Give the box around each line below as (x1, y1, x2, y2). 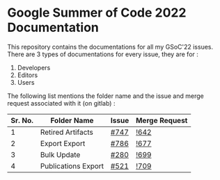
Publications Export (40, 161, 104, 171)
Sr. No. (10, 115, 33, 125)
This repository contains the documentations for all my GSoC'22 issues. (7, 42, 214, 51)
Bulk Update (40, 149, 81, 159)
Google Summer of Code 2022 (7, 5, 187, 21)
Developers (17, 63, 51, 72)
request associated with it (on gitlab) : (7, 99, 116, 107)
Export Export (40, 138, 86, 148)
